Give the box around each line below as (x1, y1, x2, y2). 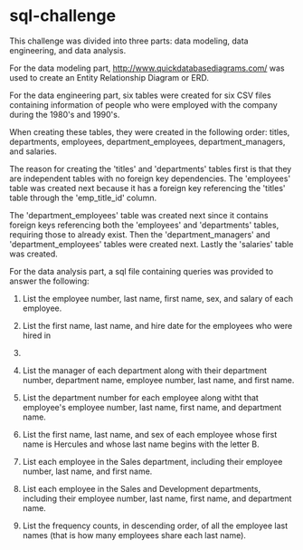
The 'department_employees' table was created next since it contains (9, 209, 269, 220)
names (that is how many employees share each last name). (22, 529, 247, 540)
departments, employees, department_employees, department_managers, (9, 136, 286, 147)
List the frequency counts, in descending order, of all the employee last (22, 520, 288, 531)
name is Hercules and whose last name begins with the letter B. (22, 439, 260, 449)
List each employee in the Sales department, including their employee (22, 456, 283, 467)
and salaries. (9, 146, 57, 157)
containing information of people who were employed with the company (9, 99, 278, 110)
